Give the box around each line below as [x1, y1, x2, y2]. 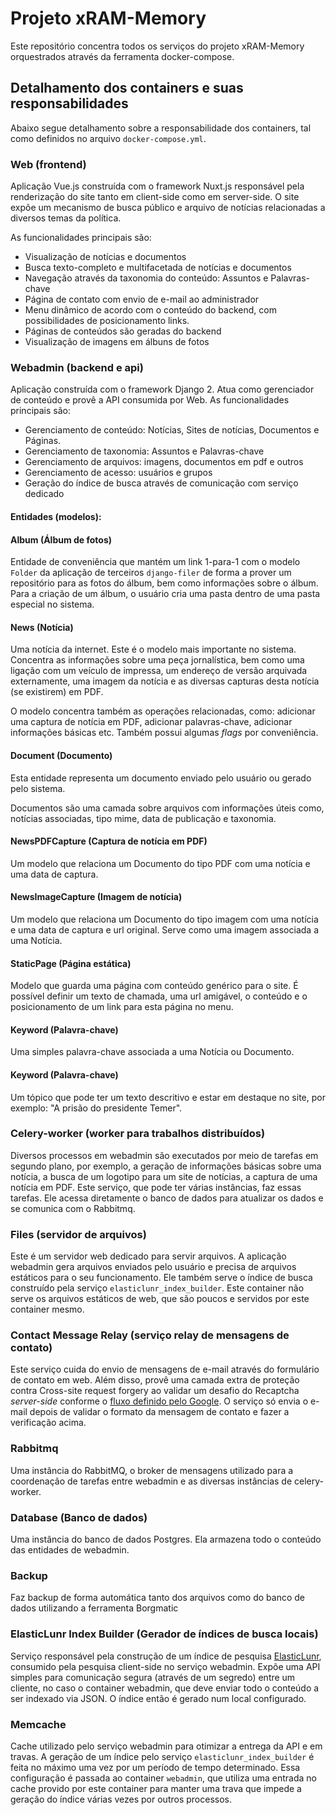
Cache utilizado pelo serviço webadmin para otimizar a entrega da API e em [10, 1740, 323, 1752]
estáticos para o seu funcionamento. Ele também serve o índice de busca [10, 1272, 313, 1284]
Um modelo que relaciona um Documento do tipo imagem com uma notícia [10, 913, 319, 925]
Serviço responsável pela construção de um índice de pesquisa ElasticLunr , [10, 1650, 322, 1662]
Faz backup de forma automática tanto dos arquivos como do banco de [10, 1592, 305, 1604]
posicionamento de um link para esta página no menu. [10, 1001, 234, 1013]
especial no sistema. [10, 598, 95, 611]
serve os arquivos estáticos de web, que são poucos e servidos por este [10, 1293, 310, 1305]
